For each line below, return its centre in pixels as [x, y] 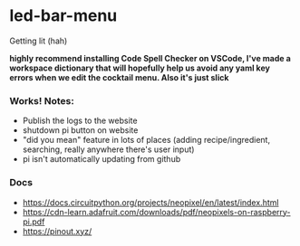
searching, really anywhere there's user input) [108, 149]
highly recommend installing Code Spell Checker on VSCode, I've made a [150, 58]
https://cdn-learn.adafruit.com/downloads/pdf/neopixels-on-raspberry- [157, 212]
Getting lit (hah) [39, 41]
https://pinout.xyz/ [57, 231]
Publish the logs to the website [80, 121]
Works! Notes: [42, 100]
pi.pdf [34, 222]
